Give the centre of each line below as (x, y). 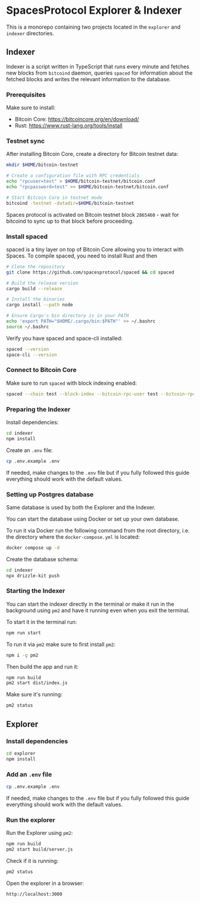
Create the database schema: (42, 559)
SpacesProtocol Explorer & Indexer (94, 10)
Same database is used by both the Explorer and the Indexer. (81, 507)
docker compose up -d (33, 548)
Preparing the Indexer (38, 409)
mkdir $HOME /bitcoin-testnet (42, 165)
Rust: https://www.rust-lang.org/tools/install (69, 125)
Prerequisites (26, 94)
